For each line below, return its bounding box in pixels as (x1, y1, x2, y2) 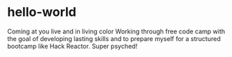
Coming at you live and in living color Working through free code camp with (7, 27, 226, 35)
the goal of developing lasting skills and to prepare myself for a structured (7, 34, 221, 42)
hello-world (7, 4, 77, 20)
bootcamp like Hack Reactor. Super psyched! (7, 42, 138, 50)
